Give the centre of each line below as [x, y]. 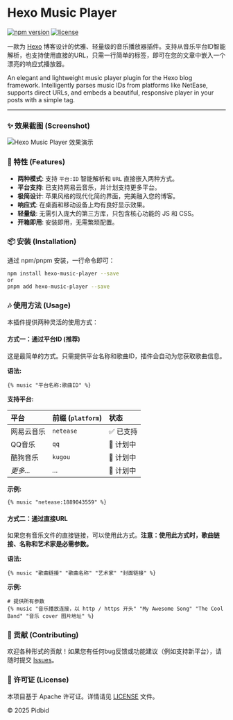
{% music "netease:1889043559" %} [57, 502]
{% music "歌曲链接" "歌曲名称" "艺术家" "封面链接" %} [82, 573]
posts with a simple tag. [41, 99]
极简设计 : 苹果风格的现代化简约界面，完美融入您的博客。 [98, 195]
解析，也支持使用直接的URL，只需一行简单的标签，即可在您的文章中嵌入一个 [116, 55]
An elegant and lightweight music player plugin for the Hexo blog [100, 77]
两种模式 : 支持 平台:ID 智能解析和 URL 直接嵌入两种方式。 [98, 178]
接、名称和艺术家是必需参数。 [50, 544]
